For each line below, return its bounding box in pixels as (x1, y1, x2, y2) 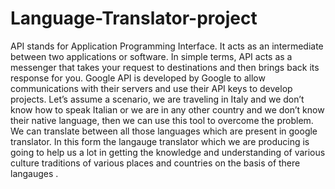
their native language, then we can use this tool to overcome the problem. (10, 114, 314, 126)
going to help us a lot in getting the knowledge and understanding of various (10, 146, 326, 158)
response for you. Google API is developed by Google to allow (10, 72, 266, 84)
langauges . (10, 167, 59, 179)
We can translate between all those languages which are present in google (10, 125, 318, 137)
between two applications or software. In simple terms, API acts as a (10, 50, 293, 62)
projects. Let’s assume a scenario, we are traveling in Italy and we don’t (10, 93, 305, 105)
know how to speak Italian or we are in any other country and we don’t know (10, 103, 325, 116)
